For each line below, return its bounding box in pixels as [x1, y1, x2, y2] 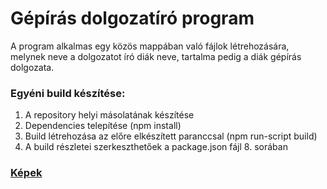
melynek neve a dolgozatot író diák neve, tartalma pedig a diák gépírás [10, 50, 302, 62]
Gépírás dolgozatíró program [10, 7, 255, 30]
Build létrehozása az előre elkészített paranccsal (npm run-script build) [24, 130, 318, 142]
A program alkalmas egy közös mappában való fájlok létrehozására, [10, 40, 290, 52]
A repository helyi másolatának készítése [24, 109, 195, 121]
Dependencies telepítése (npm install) [24, 120, 182, 132]
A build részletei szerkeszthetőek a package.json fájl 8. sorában [24, 141, 288, 153]
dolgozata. [10, 61, 55, 73]
